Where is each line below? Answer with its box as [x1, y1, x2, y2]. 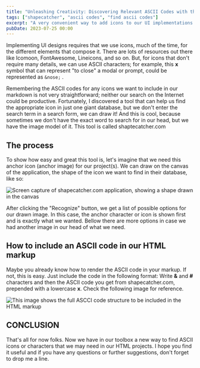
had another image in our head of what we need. [6, 224, 126, 231]
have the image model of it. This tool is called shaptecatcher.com [6, 123, 166, 130]
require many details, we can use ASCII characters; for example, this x [6, 61, 179, 68]
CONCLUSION [6, 320, 60, 330]
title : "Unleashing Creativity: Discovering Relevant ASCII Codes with [6, 8, 187, 15]
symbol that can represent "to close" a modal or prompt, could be [6, 67, 167, 75]
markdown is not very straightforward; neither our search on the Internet [6, 91, 184, 98]
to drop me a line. [6, 355, 49, 362]
